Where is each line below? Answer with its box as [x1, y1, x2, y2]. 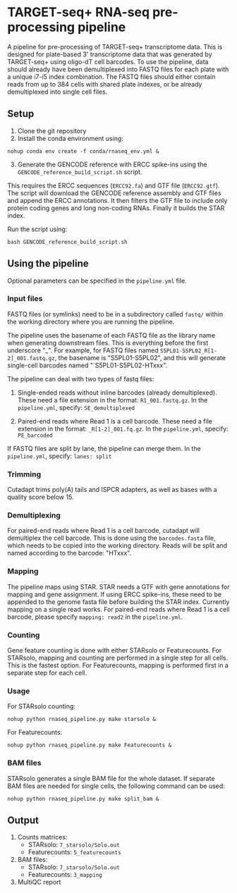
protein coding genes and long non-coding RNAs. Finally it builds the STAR [7, 204, 225, 212]
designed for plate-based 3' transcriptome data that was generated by [7, 50, 213, 58]
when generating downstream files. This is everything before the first [7, 338, 209, 347]
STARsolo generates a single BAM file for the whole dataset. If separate [7, 774, 215, 782]
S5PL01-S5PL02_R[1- [159, 347, 217, 355]
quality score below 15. [7, 493, 74, 501]
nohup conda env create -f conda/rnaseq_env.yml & [7, 147, 159, 155]
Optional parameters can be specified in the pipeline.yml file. [7, 276, 187, 285]
